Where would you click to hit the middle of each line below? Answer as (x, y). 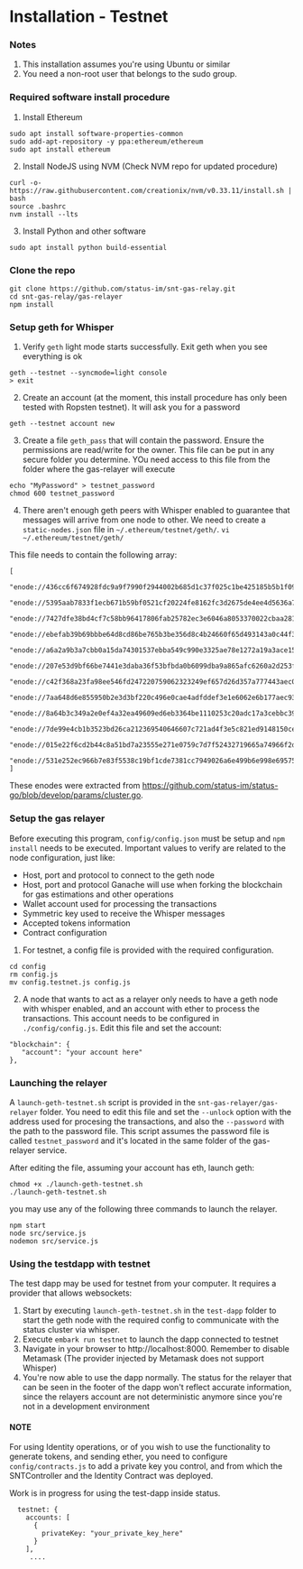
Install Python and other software (84, 231)
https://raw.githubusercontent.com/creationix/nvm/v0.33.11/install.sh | (151, 190)
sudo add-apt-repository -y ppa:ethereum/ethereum (106, 142)
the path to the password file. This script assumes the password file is (139, 1131)
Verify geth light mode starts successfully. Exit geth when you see (145, 347)
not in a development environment (86, 1407)
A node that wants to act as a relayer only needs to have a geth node (150, 999)
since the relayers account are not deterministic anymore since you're (152, 1397)
